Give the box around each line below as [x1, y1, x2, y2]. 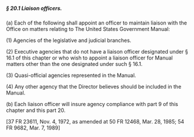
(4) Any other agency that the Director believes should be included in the [6, 83, 182, 90]
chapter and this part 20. [6, 107, 66, 114]
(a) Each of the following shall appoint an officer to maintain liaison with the [6, 19, 187, 26]
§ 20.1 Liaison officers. [6, 5, 63, 12]
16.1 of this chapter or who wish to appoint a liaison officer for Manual [6, 54, 173, 61]
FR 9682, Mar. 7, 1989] [6, 124, 60, 131]
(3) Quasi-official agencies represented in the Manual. [6, 72, 136, 79]
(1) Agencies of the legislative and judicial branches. [6, 37, 131, 44]
